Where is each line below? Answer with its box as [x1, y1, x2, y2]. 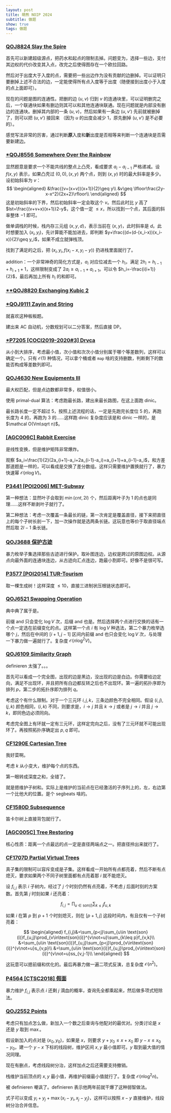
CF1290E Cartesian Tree [6, 739, 67, 747]
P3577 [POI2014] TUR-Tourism [6, 570, 83, 578]
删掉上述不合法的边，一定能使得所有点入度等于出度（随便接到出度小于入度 [10, 79, 166, 85]
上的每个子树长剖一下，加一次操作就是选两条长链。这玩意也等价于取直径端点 [6, 518, 166, 524]
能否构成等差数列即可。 [6, 361, 55, 368]
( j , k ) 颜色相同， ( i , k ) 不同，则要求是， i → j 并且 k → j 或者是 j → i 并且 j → [6, 703, 159, 710]
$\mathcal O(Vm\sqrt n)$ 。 [6, 421, 63, 427]
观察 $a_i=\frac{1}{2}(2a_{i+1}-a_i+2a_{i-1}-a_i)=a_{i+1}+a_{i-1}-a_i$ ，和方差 [6, 457, 165, 463]
